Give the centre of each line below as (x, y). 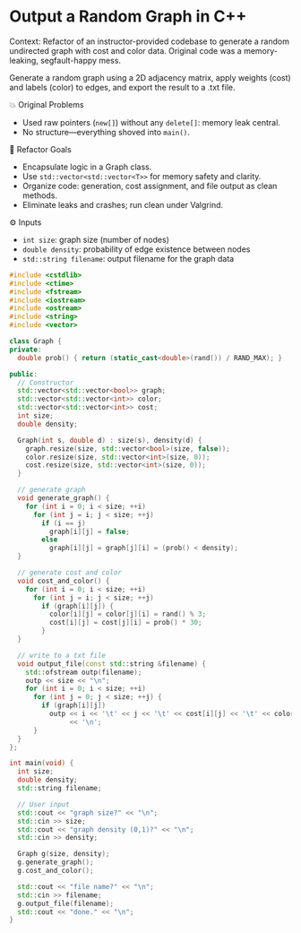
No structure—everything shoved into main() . (106, 132)
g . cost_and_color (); (56, 871)
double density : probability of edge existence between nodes (136, 249)
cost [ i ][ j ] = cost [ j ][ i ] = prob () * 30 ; (125, 623)
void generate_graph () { (64, 498)
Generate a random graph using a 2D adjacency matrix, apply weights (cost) (150, 77)
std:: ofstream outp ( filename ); (84, 672)
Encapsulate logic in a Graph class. (87, 167)
